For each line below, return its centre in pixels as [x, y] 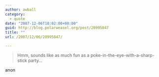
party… [35, 60]
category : [15, 14]
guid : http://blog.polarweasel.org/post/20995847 [57, 28]
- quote [17, 19]
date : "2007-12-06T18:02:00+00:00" [42, 23]
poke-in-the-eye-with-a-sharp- [122, 55]
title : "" [15, 32]
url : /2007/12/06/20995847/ [34, 37]
